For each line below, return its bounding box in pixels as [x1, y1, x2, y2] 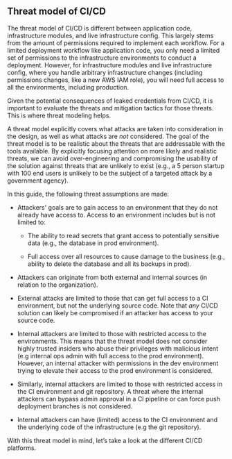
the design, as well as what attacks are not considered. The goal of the [7, 132, 210, 140]
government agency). [7, 176, 69, 185]
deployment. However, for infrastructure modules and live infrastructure [7, 60, 213, 69]
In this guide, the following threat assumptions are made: [7, 190, 170, 198]
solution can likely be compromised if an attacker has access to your [17, 308, 213, 317]
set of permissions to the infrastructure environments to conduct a [7, 53, 197, 62]
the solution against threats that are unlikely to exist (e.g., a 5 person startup [7, 161, 225, 169]
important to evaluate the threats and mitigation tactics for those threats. [7, 103, 214, 112]
